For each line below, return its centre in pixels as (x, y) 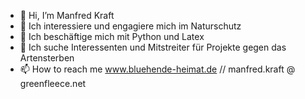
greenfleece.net (53, 83)
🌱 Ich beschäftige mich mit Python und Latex (112, 36)
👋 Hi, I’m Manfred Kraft (67, 15)
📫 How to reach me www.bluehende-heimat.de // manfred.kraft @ (157, 69)
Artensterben (47, 58)
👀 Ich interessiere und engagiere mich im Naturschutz (130, 26)
